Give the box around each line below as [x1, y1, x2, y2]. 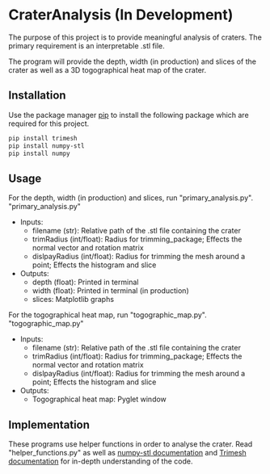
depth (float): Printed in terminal [32, 277, 139, 287]
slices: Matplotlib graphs [32, 295, 115, 304]
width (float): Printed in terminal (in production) [32, 286, 189, 296]
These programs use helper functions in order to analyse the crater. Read [8, 439, 253, 449]
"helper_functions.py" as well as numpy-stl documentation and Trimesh [8, 448, 247, 457]
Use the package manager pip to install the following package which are [8, 110, 249, 120]
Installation [8, 89, 66, 103]
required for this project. [8, 119, 90, 128]
